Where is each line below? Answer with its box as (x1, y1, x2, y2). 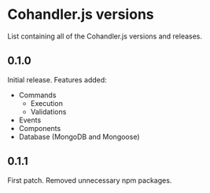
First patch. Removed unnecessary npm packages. (7, 175, 172, 185)
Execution (30, 98, 64, 107)
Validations (30, 107, 67, 116)
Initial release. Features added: (7, 75, 107, 84)
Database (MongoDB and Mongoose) (18, 132, 140, 141)
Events (18, 115, 42, 125)
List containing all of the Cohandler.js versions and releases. (7, 31, 202, 41)
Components (18, 123, 61, 133)
